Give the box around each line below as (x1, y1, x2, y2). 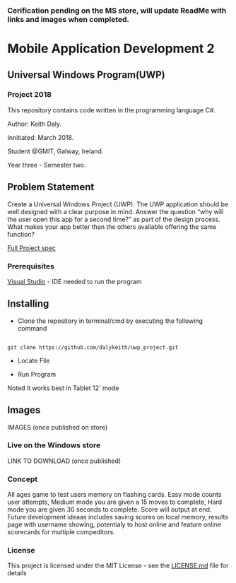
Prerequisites (7, 261, 54, 271)
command (17, 324, 47, 332)
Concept (7, 474, 37, 484)
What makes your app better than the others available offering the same (7, 222, 217, 231)
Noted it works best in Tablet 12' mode (7, 384, 119, 392)
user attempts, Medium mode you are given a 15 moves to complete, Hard (7, 497, 223, 507)
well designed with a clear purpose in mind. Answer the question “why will (7, 207, 224, 216)
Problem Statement (7, 181, 95, 193)
